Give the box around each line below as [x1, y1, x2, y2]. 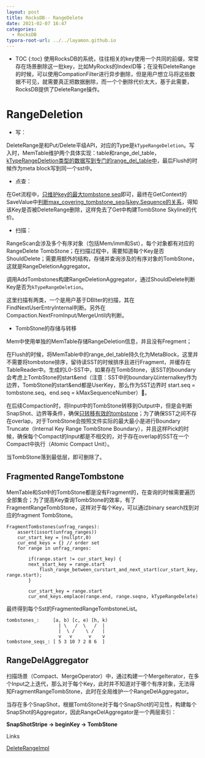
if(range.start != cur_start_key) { [28, 556, 122, 562]
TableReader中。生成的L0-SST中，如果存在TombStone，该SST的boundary [6, 366, 196, 373]
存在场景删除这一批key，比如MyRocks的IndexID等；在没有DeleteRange [15, 63, 196, 70]
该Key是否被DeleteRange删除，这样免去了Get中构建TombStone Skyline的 [6, 206, 192, 213]
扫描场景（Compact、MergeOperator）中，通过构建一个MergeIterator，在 [6, 672, 194, 680]
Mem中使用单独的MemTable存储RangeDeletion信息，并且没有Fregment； [6, 338, 192, 345]
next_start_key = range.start [28, 561, 105, 567]
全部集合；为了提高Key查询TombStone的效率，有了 [6, 496, 136, 503]
